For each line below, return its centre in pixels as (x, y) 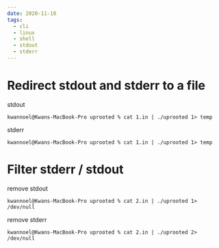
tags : (15, 20)
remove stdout (27, 188)
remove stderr (27, 219)
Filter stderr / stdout (66, 169)
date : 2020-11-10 (32, 13)
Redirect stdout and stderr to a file (106, 86)
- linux (24, 33)
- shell (24, 39)
